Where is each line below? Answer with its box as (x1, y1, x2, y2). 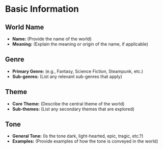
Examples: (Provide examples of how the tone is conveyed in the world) (12, 138, 159, 144)
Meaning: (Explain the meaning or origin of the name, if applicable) (12, 41, 148, 47)
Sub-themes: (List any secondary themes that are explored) (12, 106, 135, 112)
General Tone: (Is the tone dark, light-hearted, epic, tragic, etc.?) (12, 133, 143, 139)
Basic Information (5, 3, 80, 15)
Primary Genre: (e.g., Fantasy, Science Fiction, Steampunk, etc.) (12, 68, 143, 74)
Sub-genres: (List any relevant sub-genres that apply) (12, 74, 122, 79)
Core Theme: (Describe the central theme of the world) (12, 100, 125, 106)
